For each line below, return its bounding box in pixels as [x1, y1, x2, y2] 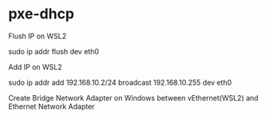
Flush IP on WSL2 [8, 31, 67, 41]
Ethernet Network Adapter [8, 101, 95, 111]
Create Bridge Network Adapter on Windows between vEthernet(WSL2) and [8, 93, 259, 102]
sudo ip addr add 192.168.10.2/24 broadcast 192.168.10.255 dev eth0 [8, 77, 232, 87]
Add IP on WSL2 [8, 61, 62, 72]
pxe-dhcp [8, 5, 74, 23]
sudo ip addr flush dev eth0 [8, 46, 100, 56]
